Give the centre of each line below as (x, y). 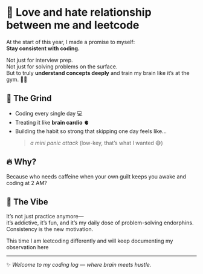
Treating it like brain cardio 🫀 (52, 122)
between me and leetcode (73, 25)
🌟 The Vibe (27, 202)
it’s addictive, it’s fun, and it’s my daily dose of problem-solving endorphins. (100, 223)
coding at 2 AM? (27, 183)
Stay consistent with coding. (43, 48)
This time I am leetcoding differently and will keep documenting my (90, 241)
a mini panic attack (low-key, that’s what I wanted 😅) (96, 143)
